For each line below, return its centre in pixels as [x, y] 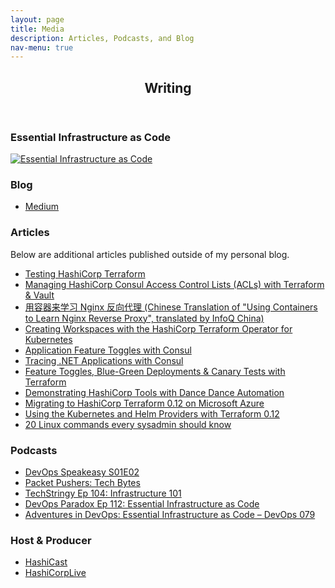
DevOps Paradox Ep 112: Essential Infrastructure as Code [142, 503]
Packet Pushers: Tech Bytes [82, 482]
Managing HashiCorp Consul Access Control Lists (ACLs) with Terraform [174, 284]
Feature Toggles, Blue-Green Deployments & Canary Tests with [155, 371]
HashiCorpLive [55, 573]
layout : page [37, 19]
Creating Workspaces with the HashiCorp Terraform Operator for [158, 328]
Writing [168, 87]
